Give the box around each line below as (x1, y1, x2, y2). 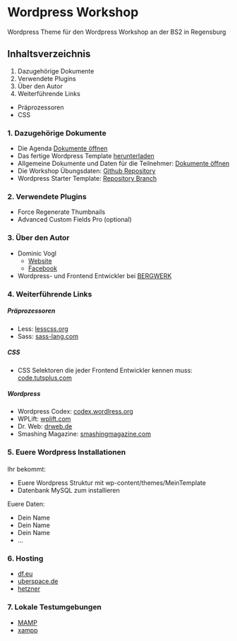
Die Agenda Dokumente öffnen (17, 144, 108, 152)
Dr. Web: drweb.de (17, 422, 73, 431)
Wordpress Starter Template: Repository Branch (17, 174, 157, 183)
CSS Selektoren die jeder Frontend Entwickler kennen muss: (17, 366, 193, 374)
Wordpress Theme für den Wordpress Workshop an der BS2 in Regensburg (7, 28, 226, 36)
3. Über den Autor (7, 233, 70, 243)
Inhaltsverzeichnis (7, 48, 91, 60)
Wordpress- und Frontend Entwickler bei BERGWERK (17, 271, 172, 280)
